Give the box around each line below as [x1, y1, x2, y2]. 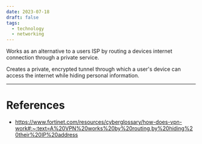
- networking [11, 31, 44, 37]
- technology [11, 25, 44, 32]
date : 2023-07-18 [6, 8, 50, 15]
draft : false [6, 14, 39, 20]
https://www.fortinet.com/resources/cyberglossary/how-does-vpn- [14, 118, 182, 126]
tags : [6, 20, 20, 26]
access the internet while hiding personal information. [6, 72, 139, 79]
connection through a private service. [6, 54, 99, 61]
